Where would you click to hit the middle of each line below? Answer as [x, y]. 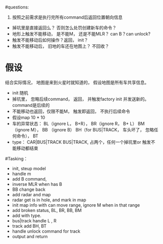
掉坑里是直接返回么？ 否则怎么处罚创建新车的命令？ [64, 28]
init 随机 [20, 92]
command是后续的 [31, 105]
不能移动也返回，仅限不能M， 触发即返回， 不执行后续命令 [71, 111]
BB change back [29, 189]
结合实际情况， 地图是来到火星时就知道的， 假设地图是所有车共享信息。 [77, 82]
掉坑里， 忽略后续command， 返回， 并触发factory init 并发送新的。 [81, 99]
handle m [22, 174]
